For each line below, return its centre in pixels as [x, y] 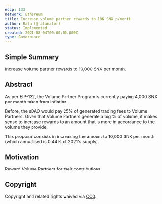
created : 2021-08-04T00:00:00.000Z [42, 33]
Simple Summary [32, 57]
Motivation [22, 157]
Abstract [19, 85]
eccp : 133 [15, 10]
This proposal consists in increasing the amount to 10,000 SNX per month [80, 136]
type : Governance [23, 37]
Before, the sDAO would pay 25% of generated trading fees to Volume [76, 111]
